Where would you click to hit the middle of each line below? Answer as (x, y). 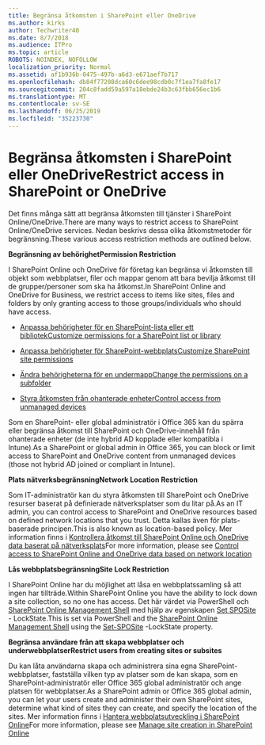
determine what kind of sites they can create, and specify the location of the (132, 708)
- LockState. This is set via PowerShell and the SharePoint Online (113, 618)
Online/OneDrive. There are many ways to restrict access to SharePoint (123, 222)
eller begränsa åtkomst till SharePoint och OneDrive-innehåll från (114, 430)
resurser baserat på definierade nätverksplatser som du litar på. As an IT (126, 503)
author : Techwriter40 (44, 30)
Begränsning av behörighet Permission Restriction (92, 254)
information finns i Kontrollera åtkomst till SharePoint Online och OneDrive (129, 537)
